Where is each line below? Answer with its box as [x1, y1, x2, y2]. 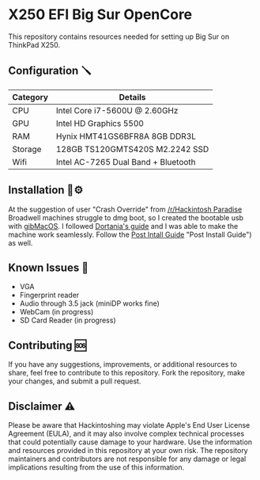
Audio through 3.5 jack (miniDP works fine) [19, 299, 160, 308]
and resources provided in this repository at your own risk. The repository [8, 446, 248, 455]
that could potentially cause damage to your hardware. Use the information [8, 437, 253, 447]
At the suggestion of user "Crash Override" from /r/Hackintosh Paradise [8, 204, 243, 214]
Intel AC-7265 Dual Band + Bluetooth [55, 156, 196, 167]
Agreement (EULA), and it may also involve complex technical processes [8, 429, 245, 438]
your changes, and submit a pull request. [8, 376, 141, 386]
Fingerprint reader [19, 291, 80, 300]
